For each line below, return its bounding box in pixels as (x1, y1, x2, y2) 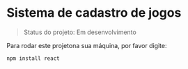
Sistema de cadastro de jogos (6, 5, 182, 21)
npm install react (6, 54, 60, 62)
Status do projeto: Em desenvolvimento (23, 28, 136, 36)
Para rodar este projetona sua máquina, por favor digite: (6, 41, 168, 49)
